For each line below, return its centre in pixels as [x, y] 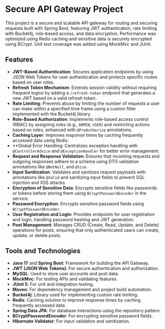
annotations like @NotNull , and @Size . [50, 166]
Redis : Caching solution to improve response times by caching [76, 300]
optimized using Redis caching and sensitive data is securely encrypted [79, 39]
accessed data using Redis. [41, 140]
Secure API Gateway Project [64, 9]
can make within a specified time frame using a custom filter [74, 108]
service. [21, 198]
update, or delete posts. [37, 235]
